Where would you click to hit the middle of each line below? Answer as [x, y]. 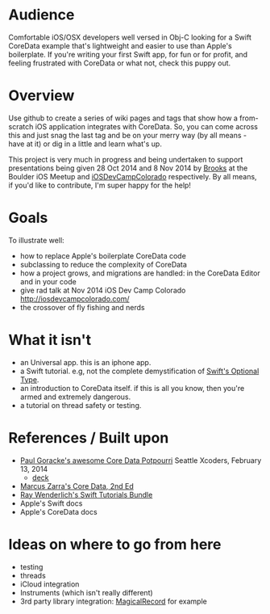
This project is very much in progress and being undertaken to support [126, 159]
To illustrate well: [36, 240]
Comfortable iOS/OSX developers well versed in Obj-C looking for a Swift [130, 37]
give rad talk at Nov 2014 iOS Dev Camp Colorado [103, 290]
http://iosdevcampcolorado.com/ [75, 299]
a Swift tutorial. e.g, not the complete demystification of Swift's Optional [139, 371]
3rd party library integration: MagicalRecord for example [113, 601]
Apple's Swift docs [51, 503]
